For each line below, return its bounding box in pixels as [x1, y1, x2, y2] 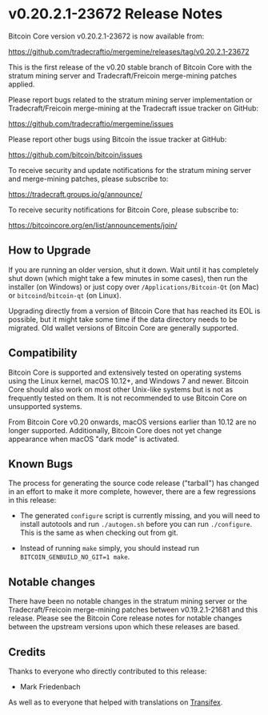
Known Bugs [8, 457, 74, 471]
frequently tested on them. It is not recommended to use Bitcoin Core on [8, 393, 247, 403]
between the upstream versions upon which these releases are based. [8, 622, 240, 632]
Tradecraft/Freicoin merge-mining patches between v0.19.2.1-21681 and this [8, 605, 258, 615]
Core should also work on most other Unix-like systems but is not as [8, 384, 234, 394]
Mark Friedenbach [19, 682, 82, 691]
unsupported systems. [8, 401, 82, 411]
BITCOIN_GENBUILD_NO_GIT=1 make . [19, 552, 130, 561]
